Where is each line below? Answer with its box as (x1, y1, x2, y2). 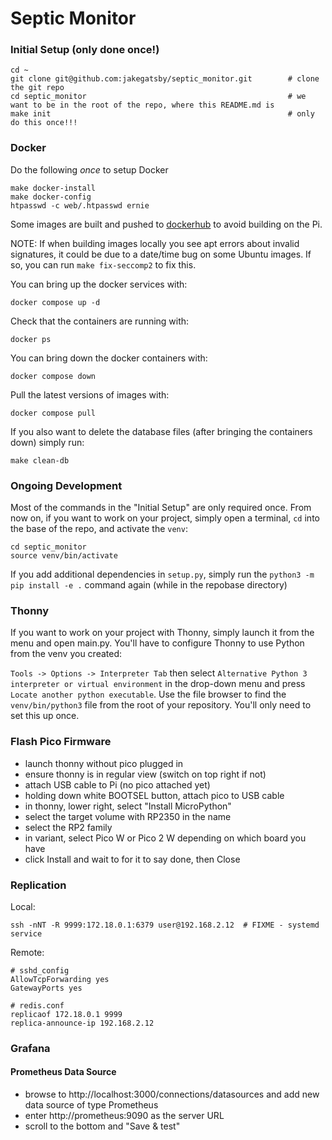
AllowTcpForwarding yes (10, 974, 110, 984)
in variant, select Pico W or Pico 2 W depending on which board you (24, 832, 307, 844)
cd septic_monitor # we (10, 92, 307, 102)
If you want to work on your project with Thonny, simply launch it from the (10, 627, 315, 639)
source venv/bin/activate (10, 551, 118, 561)
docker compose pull (10, 408, 97, 418)
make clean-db (10, 455, 70, 466)
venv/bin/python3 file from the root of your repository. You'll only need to (10, 699, 312, 711)
